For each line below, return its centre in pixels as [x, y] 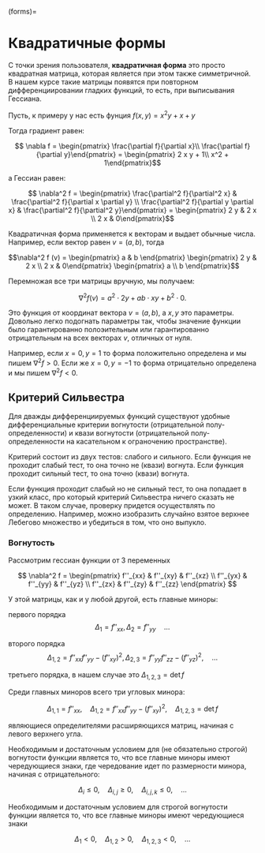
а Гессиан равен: [37, 178]
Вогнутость [32, 543]
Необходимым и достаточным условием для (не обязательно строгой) [128, 750]
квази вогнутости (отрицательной [132, 433]
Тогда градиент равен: [47, 130]
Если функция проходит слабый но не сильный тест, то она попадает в [127, 489]
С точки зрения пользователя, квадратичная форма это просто [117, 65]
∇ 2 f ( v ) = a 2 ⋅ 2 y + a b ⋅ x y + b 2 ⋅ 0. [132, 297]
